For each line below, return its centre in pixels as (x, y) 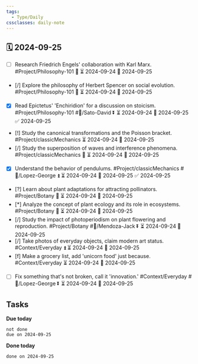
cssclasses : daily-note (35, 22)
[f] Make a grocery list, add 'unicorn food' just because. (82, 256)
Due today (19, 319)
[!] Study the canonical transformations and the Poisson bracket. (93, 133)
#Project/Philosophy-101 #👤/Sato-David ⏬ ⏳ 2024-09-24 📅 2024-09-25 (102, 112)
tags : (13, 12)
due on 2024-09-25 (29, 335)
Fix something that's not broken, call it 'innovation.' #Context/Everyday (101, 276)
